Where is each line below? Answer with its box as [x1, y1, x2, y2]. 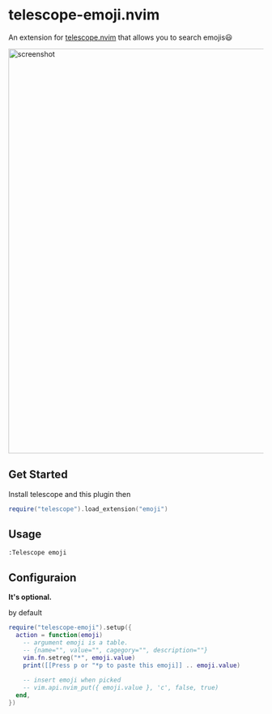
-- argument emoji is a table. [23, 639, 129, 647]
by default [8, 608, 43, 618]
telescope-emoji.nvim [8, 6, 160, 24]
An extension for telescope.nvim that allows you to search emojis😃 [8, 32, 233, 42]
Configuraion [8, 571, 77, 584]
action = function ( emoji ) [15, 631, 104, 640]
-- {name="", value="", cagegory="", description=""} [23, 646, 208, 654]
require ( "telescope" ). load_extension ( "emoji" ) [8, 504, 168, 513]
